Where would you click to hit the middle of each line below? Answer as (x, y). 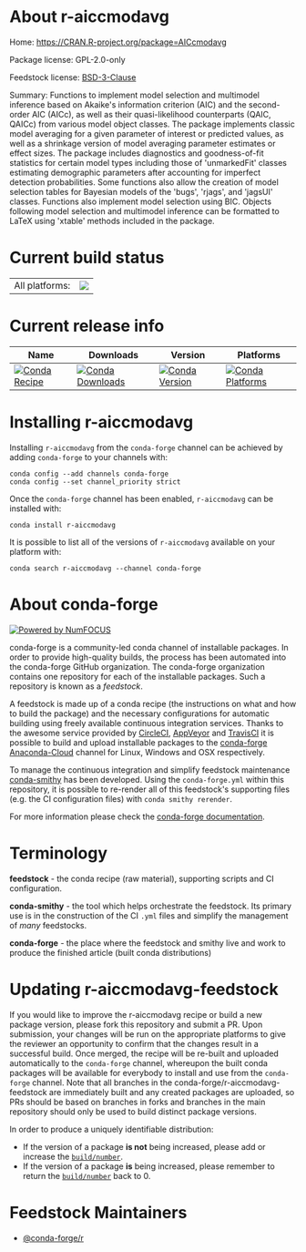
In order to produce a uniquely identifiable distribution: (112, 1129)
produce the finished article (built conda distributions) (111, 952)
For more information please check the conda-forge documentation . (138, 816)
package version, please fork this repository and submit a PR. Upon (136, 1024)
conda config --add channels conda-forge (89, 474)
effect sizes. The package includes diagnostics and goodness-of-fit (137, 153)
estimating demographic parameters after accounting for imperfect (135, 172)
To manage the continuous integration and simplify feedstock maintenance (150, 770)
